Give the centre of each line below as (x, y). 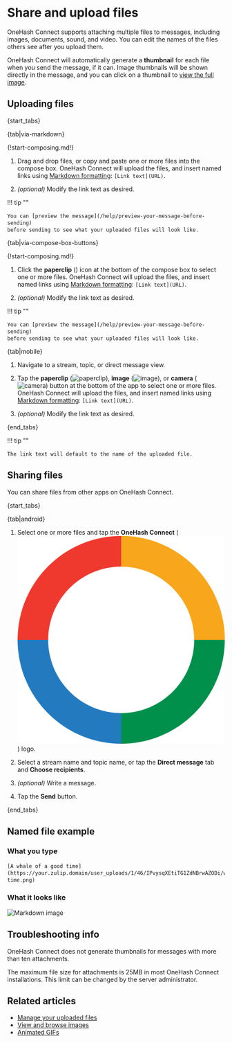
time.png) (21, 880)
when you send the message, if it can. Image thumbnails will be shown (108, 67)
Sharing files (35, 475)
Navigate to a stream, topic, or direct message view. (91, 364)
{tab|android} (26, 519)
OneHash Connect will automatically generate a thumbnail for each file (108, 60)
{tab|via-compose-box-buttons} (53, 242)
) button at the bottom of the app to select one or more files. (131, 385)
